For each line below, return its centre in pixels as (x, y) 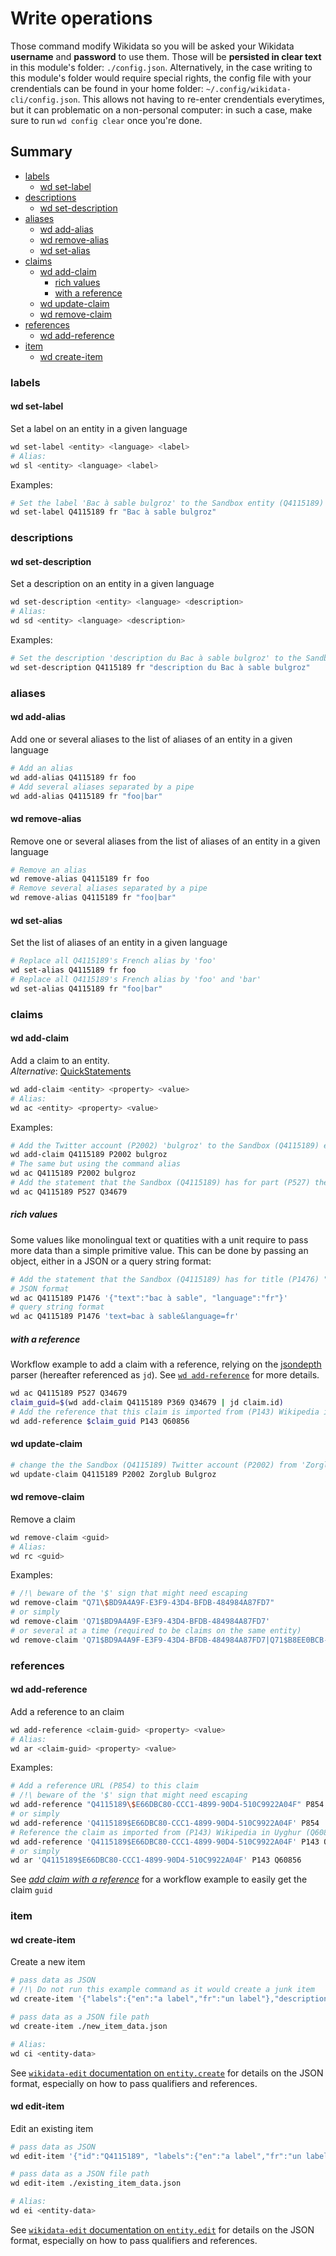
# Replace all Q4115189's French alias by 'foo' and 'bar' (136, 980)
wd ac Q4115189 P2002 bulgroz (73, 1173)
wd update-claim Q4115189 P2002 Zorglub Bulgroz (113, 1474)
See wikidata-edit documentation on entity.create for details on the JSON (167, 2073)
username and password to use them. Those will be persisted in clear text (166, 56)
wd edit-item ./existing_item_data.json (96, 2183)
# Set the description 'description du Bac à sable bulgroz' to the (156, 658)
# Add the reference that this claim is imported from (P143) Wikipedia (165, 1412)
